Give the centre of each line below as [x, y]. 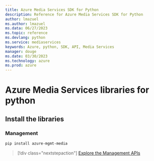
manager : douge [21, 51]
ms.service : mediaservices [33, 42]
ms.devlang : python [25, 38]
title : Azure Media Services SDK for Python [52, 10]
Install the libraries [35, 119]
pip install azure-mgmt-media [37, 144]
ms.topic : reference [27, 33]
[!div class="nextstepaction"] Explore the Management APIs [79, 153]
